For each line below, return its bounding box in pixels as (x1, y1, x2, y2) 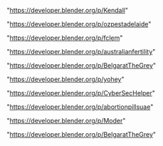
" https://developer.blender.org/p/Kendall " (6, 6, 129, 14)
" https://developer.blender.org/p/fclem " (6, 33, 123, 42)
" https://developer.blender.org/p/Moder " (6, 117, 126, 125)
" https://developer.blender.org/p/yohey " (6, 75, 125, 83)
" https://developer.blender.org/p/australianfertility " (6, 48, 156, 56)
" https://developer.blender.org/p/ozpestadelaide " (6, 20, 152, 28)
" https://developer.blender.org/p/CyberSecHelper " (6, 89, 156, 97)
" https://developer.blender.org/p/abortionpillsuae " (6, 103, 154, 111)
